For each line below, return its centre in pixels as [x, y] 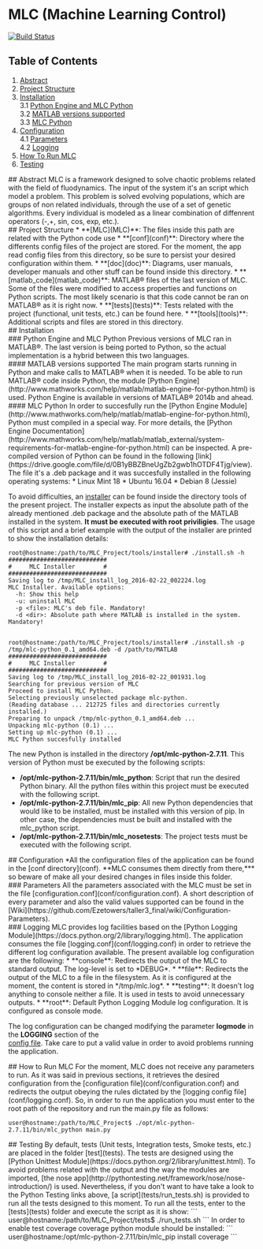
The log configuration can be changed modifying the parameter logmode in [131, 1026]
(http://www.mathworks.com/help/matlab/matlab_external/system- [117, 439]
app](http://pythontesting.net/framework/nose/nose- [159, 1178]
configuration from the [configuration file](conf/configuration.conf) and [124, 1083]
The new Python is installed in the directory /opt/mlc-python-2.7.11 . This [126, 754]
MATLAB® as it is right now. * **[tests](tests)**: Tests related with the [121, 305]
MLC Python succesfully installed [65, 739]
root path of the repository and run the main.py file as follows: [108, 1108]
